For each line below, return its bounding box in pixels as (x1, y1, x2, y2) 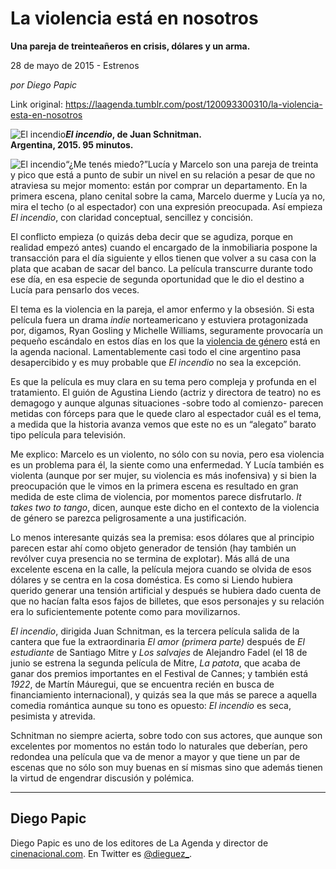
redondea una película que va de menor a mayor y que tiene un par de (10, 750, 301, 762)
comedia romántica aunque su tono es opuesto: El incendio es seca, (10, 699, 292, 711)
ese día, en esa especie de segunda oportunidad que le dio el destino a (10, 273, 305, 285)
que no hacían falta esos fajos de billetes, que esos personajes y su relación (10, 595, 325, 607)
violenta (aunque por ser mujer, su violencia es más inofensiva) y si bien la (10, 469, 317, 481)
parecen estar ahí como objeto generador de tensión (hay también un (10, 542, 297, 554)
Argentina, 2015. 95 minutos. (10, 138, 134, 151)
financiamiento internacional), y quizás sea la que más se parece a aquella (10, 688, 318, 701)
